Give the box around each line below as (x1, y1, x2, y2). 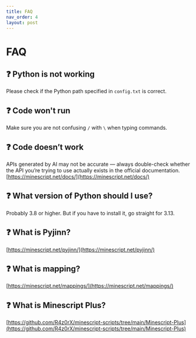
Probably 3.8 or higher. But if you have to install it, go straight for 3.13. (6, 209, 175, 216)
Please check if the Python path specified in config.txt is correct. (6, 88, 167, 95)
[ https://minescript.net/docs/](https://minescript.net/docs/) (6, 173, 150, 180)
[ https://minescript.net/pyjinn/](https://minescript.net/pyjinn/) (6, 246, 155, 253)
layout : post (6, 19, 38, 25)
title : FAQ (6, 8, 33, 15)
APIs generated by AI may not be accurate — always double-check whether (6, 160, 190, 168)
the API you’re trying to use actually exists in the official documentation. (6, 167, 181, 174)
